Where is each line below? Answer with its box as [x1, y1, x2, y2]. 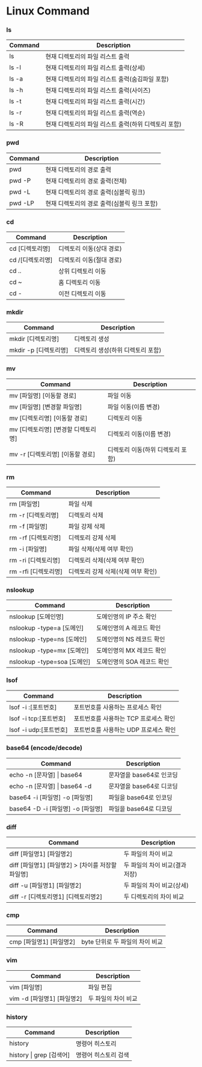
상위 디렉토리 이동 [58, 267, 106, 275]
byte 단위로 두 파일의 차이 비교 [81, 938, 164, 946]
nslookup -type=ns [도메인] [9, 635, 87, 644]
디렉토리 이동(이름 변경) [107, 429, 171, 438]
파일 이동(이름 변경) [107, 402, 161, 411]
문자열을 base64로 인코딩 [108, 770, 179, 779]
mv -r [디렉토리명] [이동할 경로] [9, 450, 96, 458]
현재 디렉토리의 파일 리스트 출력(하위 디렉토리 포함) [45, 120, 182, 129]
